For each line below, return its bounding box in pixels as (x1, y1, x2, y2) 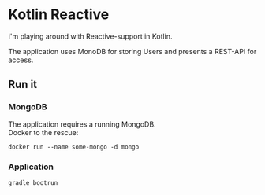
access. (8, 55, 34, 64)
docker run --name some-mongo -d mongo (8, 143, 140, 151)
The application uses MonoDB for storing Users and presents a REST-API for (8, 46, 257, 56)
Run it (8, 78, 38, 91)
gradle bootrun (8, 178, 58, 186)
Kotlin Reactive (8, 6, 110, 24)
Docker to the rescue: (8, 127, 79, 137)
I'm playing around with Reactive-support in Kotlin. (8, 31, 173, 41)
